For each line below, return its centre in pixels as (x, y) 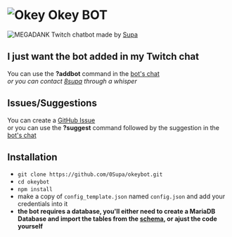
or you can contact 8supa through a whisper (72, 81)
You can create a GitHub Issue (51, 120)
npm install (35, 190)
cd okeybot (33, 182)
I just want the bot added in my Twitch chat (103, 57)
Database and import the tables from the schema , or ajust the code (117, 219)
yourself (30, 226)
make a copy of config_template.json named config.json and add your (121, 196)
